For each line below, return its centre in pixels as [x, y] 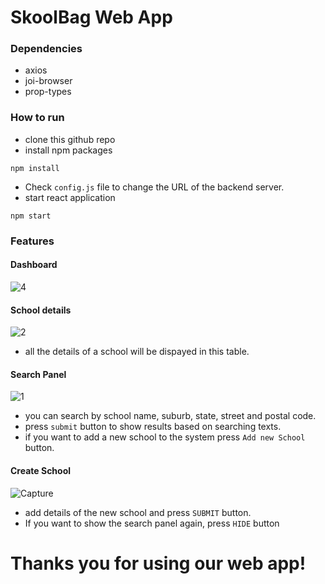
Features [32, 241]
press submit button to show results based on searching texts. [153, 427]
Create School [41, 470]
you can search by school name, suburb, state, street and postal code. [170, 416]
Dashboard [34, 265]
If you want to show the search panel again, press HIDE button [152, 523]
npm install [35, 168]
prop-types [48, 92]
